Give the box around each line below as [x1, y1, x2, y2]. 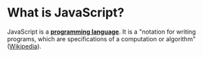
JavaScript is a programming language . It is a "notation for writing [7, 27, 196, 36]
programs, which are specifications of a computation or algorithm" [7, 34, 196, 43]
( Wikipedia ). [7, 42, 42, 50]
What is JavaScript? [7, 5, 125, 21]
